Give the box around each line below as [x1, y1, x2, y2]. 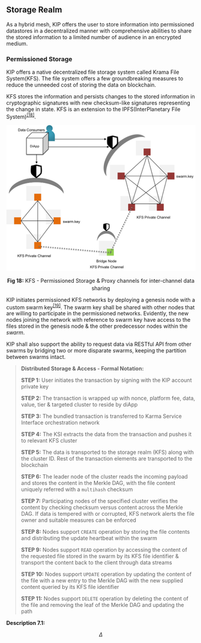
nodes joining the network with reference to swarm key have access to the [6, 316, 191, 324]
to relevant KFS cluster [20, 437, 78, 444]
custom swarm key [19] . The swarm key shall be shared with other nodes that [6, 303, 195, 311]
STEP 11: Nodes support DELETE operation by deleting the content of [20, 595, 189, 602]
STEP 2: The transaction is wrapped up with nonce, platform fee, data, [20, 394, 196, 402]
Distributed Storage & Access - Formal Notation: [20, 365, 144, 372]
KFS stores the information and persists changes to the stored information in [6, 93, 195, 100]
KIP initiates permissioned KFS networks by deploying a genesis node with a [6, 296, 196, 303]
